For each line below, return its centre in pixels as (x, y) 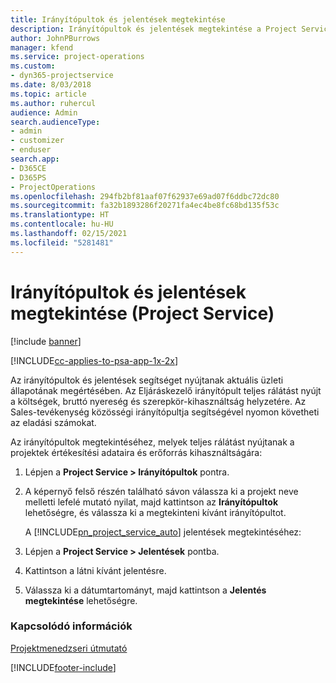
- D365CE (28, 168)
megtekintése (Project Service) (142, 313)
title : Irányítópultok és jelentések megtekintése (118, 19)
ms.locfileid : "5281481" (62, 242)
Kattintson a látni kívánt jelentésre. (95, 570)
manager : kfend (42, 47)
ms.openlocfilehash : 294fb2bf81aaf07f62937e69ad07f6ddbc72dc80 (145, 196)
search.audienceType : (55, 122)
